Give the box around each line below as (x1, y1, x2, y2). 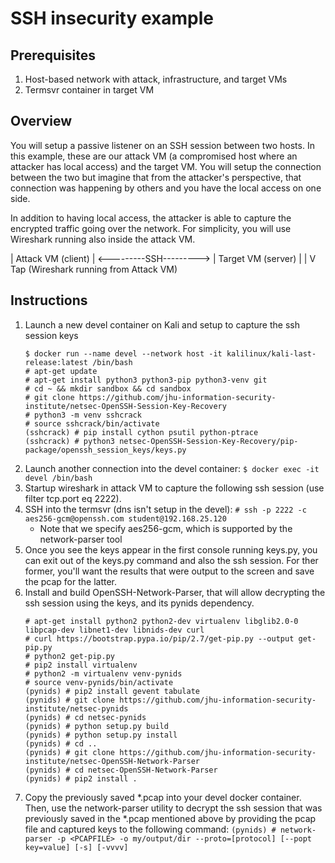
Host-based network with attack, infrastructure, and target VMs (24, 73, 288, 85)
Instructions (10, 292, 88, 309)
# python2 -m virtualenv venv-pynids (24, 668, 183, 679)
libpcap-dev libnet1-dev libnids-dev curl (24, 625, 205, 635)
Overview (10, 113, 73, 130)
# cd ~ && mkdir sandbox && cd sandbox (24, 383, 192, 394)
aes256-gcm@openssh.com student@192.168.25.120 (24, 513, 227, 524)
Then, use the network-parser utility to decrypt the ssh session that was (24, 802, 323, 814)
